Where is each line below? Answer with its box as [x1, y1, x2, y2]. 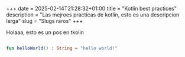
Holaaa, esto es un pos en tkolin [6, 29, 85, 36]
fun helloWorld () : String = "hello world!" [6, 45, 118, 51]
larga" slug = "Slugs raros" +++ [6, 18, 83, 24]
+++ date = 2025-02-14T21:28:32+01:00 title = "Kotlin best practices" [6, 5, 177, 12]
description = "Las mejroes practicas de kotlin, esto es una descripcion [6, 11, 180, 18]
